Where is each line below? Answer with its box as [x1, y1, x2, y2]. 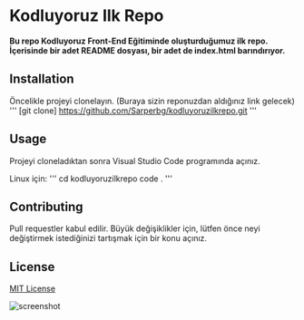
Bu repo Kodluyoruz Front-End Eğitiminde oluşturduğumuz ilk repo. [9, 35, 269, 46]
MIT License [9, 283, 56, 295]
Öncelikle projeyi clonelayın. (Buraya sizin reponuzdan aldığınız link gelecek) [9, 95, 295, 106]
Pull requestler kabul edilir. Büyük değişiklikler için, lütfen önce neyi [9, 223, 260, 234]
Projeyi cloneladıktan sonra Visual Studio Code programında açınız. [9, 155, 260, 166]
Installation [9, 72, 74, 87]
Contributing [9, 199, 83, 214]
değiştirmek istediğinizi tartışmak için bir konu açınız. [9, 233, 207, 244]
